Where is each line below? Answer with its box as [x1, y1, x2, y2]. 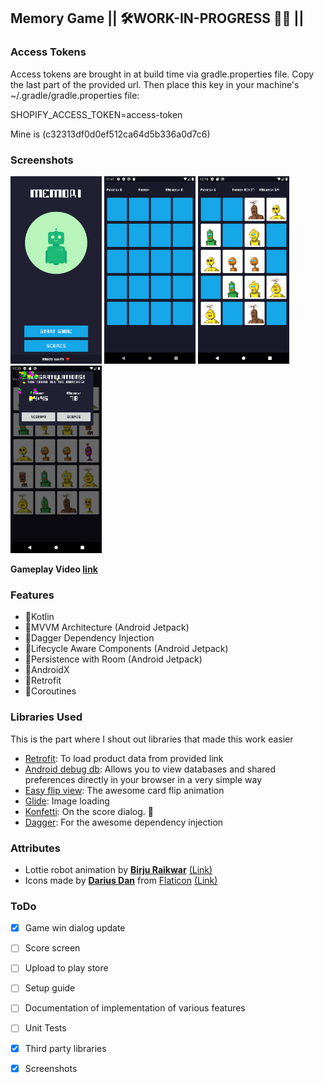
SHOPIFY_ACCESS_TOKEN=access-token [10, 108, 183, 120]
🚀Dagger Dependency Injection [24, 632, 155, 644]
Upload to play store [24, 962, 109, 974]
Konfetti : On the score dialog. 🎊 [24, 805, 154, 817]
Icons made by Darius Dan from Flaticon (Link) [24, 874, 218, 886]
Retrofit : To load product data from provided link [24, 752, 224, 764]
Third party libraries [24, 1042, 107, 1054]
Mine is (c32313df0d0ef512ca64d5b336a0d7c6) [10, 128, 211, 140]
